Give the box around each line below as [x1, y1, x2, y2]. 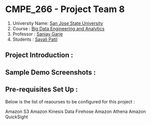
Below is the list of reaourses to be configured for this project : [5, 98, 135, 104]
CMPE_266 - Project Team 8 [5, 4, 125, 15]
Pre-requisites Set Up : [5, 85, 78, 94]
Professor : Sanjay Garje [12, 31, 63, 37]
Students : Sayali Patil [12, 36, 58, 42]
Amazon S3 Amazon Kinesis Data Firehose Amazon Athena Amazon [5, 108, 146, 114]
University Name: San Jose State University [12, 20, 103, 26]
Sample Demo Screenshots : [5, 68, 96, 77]
